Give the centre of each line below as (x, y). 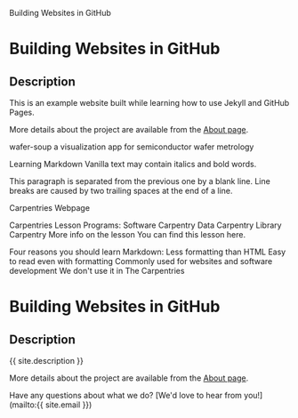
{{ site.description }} (47, 361)
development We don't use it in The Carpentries (97, 271)
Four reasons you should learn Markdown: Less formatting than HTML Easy (148, 252)
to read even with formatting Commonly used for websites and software (141, 261)
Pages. (22, 112)
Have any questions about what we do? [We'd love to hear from (126, 395)
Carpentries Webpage (50, 208)
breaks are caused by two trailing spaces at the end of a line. (121, 191)
